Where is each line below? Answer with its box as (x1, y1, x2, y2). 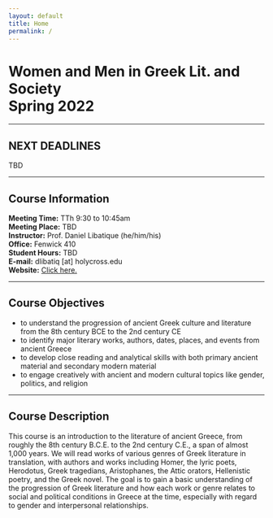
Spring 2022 (8, 97, 95, 115)
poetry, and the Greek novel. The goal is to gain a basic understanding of (8, 474, 253, 484)
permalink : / (8, 27, 53, 35)
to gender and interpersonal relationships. (8, 500, 149, 510)
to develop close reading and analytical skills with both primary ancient (19, 352, 258, 362)
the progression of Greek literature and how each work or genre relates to (8, 483, 256, 493)
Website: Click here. (8, 265, 77, 275)
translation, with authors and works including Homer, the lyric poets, (8, 457, 237, 467)
